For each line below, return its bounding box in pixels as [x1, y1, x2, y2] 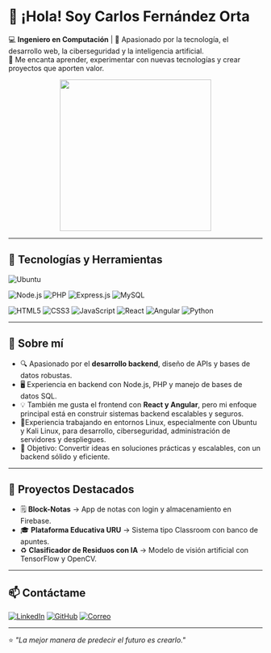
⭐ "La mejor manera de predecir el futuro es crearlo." [8, 635, 186, 645]
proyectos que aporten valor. [8, 63, 105, 73]
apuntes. [19, 537, 50, 546]
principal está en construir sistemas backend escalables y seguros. [19, 408, 244, 419]
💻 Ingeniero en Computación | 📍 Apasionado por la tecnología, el [8, 34, 229, 44]
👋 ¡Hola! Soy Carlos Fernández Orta [8, 7, 250, 26]
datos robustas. [19, 370, 73, 380]
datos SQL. [19, 391, 58, 401]
